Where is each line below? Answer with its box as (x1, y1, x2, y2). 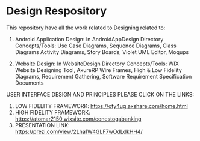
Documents (14, 79, 44, 86)
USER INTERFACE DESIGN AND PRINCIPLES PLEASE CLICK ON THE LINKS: (6, 91, 195, 98)
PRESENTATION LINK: (14, 121, 70, 128)
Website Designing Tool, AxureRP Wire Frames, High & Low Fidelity (14, 66, 182, 73)
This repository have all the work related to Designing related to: (6, 24, 166, 31)
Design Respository (6, 4, 107, 18)
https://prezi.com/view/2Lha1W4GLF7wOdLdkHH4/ (14, 128, 143, 135)
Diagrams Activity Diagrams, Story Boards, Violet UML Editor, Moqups (14, 48, 189, 55)
